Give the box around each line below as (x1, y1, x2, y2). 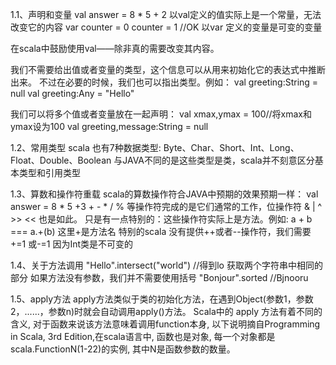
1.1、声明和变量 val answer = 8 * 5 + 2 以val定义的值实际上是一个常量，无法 (10, 9, 322, 20)
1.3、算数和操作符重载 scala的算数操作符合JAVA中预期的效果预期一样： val (10, 188, 319, 200)
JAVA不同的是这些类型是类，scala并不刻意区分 (122, 154, 315, 166)
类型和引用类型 (18, 167, 81, 178)
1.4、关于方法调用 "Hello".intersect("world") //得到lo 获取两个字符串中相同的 (10, 259, 323, 271)
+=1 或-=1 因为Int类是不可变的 (10, 238, 134, 250)
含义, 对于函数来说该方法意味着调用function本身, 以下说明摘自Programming (10, 318, 321, 330)
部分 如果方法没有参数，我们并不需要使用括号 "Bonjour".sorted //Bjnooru (10, 272, 309, 283)
